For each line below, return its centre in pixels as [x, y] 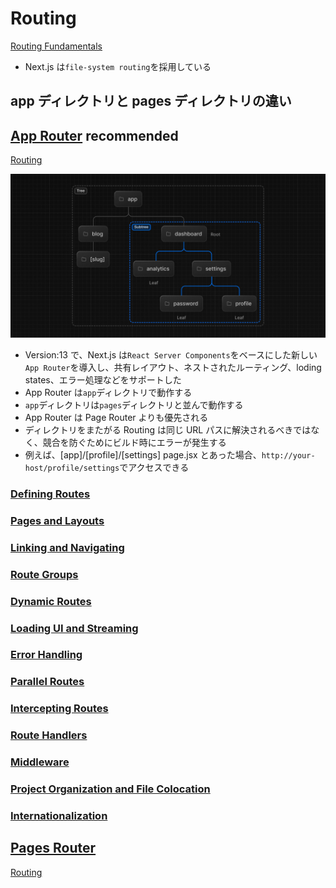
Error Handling [46, 655]
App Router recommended [94, 135]
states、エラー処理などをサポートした [103, 379]
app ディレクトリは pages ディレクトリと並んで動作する [134, 404]
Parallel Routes [47, 682]
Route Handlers [49, 735]
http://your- [288, 455]
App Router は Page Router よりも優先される [116, 417]
